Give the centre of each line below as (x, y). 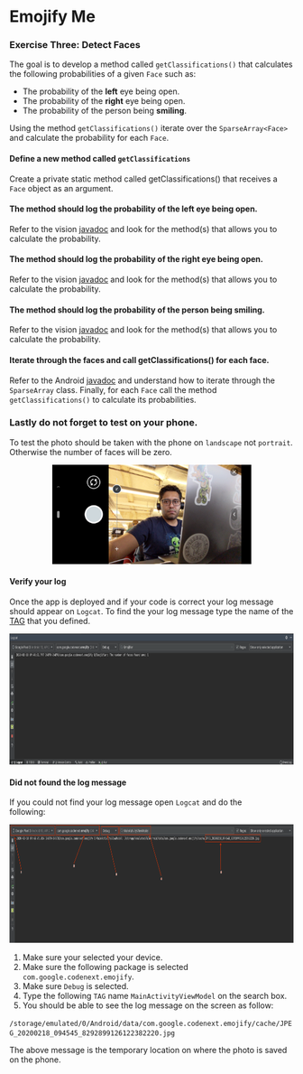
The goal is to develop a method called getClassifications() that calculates (151, 64)
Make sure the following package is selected (106, 967)
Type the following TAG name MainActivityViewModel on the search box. (155, 996)
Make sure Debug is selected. (75, 986)
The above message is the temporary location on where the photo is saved (148, 1051)
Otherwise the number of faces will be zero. (91, 452)
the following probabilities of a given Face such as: (103, 74)
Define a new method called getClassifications (100, 159)
